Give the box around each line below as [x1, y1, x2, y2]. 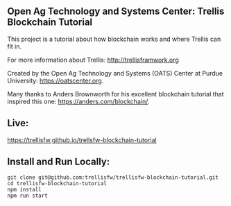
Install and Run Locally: [7, 156, 110, 168]
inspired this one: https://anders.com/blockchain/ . [7, 97, 150, 105]
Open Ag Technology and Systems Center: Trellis [7, 6, 225, 17]
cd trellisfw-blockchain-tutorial [7, 180, 108, 187]
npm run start [7, 192, 49, 200]
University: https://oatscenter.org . [7, 76, 104, 85]
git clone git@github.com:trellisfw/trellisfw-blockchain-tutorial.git [7, 174, 219, 181]
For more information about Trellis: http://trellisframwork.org [7, 55, 179, 64]
